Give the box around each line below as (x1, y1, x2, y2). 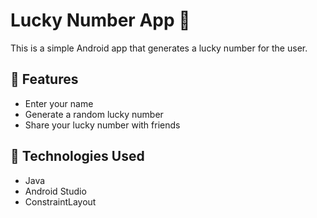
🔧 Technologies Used (10, 148, 145, 165)
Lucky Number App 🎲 (10, 9, 191, 32)
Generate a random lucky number (24, 108, 164, 120)
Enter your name (24, 97, 94, 109)
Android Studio (24, 185, 87, 197)
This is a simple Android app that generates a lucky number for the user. (10, 42, 308, 54)
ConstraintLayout (24, 195, 97, 208)
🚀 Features (10, 71, 79, 88)
